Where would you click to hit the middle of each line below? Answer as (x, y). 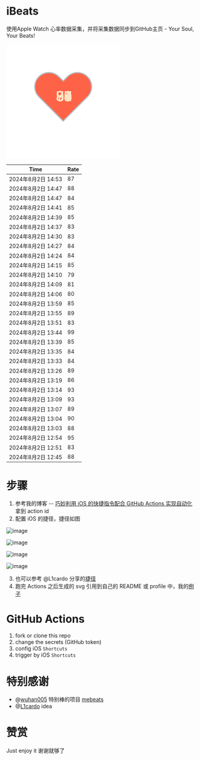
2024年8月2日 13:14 (35, 390)
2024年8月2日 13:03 (35, 428)
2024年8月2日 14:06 (35, 294)
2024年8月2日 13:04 (35, 419)
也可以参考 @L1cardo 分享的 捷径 (55, 579)
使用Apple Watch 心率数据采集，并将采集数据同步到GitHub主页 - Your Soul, (100, 29)
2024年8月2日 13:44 (35, 332)
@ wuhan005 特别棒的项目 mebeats (59, 699)
